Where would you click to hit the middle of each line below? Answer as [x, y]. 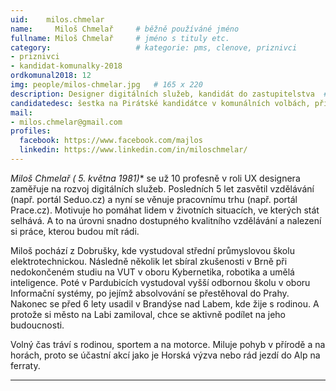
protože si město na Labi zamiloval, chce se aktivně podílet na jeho [148, 314]
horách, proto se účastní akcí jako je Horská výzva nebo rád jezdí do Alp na [165, 355]
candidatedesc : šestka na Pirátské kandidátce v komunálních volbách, [160, 103]
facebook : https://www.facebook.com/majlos [111, 141]
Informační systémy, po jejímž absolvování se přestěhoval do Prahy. [150, 293]
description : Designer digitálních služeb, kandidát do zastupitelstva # [169, 94]
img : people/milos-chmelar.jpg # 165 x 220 [106, 85]
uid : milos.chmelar [57, 19]
